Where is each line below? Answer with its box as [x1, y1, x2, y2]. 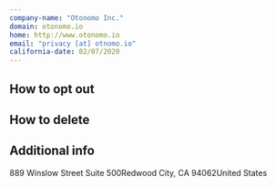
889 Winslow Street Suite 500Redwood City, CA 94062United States [9, 167, 268, 178]
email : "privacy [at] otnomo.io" [9, 38, 137, 48]
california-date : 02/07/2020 [9, 47, 120, 57]
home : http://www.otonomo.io [9, 30, 120, 39]
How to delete [9, 111, 90, 128]
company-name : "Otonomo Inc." [9, 13, 125, 23]
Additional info [9, 143, 96, 159]
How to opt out [9, 81, 95, 97]
